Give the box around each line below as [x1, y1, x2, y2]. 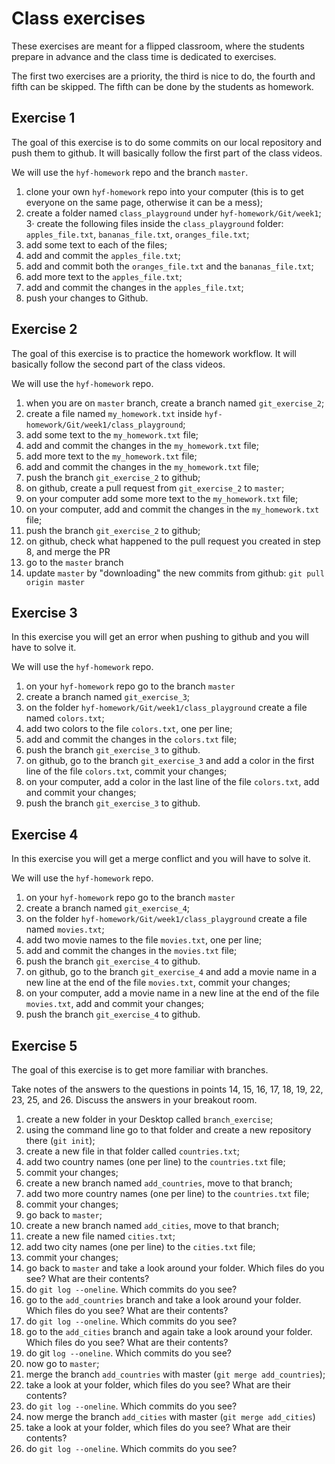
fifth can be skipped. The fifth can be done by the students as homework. [11, 80, 314, 92]
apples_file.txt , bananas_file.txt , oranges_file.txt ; [25, 228, 250, 240]
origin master [25, 577, 85, 587]
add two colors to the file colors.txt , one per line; [25, 723, 233, 735]
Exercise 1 [11, 110, 76, 127]
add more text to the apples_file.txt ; [25, 270, 183, 282]
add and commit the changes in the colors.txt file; [25, 733, 238, 746]
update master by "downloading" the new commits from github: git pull [25, 567, 325, 579]
